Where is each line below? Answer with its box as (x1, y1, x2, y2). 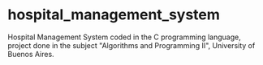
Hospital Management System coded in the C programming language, (7, 32, 241, 42)
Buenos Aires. (7, 49, 54, 59)
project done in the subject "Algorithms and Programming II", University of (7, 40, 256, 50)
